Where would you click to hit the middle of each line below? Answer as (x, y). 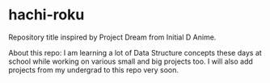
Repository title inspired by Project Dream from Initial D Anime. (112, 37)
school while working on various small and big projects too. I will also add (131, 61)
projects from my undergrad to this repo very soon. (94, 69)
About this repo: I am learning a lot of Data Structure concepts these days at (135, 52)
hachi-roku (46, 15)
